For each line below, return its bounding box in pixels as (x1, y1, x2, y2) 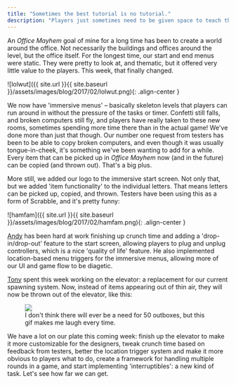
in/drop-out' (7, 239, 43, 247)
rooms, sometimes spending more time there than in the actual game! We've (7, 123, 228, 132)
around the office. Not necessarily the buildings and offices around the (7, 44, 212, 52)
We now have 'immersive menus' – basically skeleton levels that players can (7, 101, 228, 109)
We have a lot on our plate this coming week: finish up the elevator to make (7, 332, 225, 340)
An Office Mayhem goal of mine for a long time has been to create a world (7, 36, 223, 44)
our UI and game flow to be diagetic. (7, 261, 113, 270)
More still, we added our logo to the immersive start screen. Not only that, (7, 174, 221, 183)
